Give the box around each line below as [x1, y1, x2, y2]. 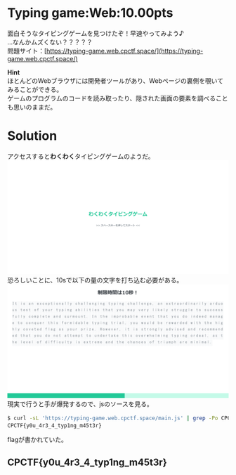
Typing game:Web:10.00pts [7, 5, 173, 21]
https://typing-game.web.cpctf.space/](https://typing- [46, 46, 204, 55]
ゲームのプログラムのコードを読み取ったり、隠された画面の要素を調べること [7, 93, 228, 103]
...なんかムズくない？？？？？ [7, 37, 93, 46]
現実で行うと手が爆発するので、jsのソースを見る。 [7, 399, 153, 408]
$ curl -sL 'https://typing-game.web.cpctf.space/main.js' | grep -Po [7, 415, 218, 422]
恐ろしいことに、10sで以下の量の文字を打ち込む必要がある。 [7, 275, 183, 284]
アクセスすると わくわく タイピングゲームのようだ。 [7, 152, 155, 160]
